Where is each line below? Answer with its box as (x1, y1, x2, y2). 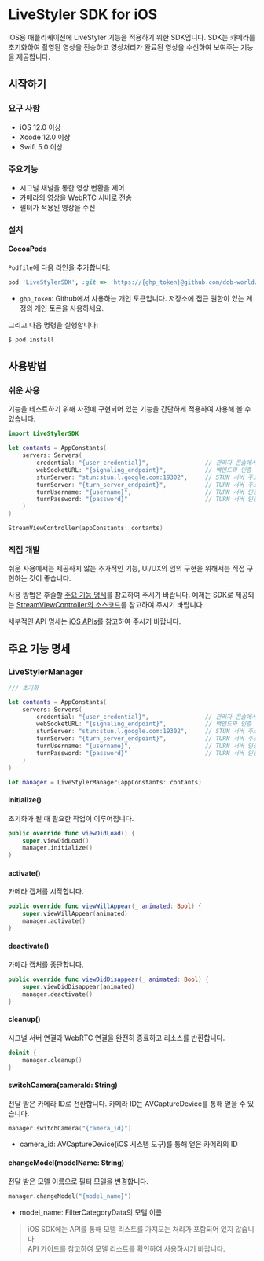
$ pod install (8, 336, 55, 344)
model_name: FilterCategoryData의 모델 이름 (19, 1208, 163, 1217)
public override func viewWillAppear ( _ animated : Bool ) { (8, 902, 202, 910)
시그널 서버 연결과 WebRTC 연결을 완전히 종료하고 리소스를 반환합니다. (8, 1033, 225, 1042)
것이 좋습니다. (28, 573, 71, 583)
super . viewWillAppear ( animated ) (22, 910, 128, 918)
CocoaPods (8, 244, 47, 253)
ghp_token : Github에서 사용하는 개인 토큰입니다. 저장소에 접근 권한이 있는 (19, 293, 245, 303)
